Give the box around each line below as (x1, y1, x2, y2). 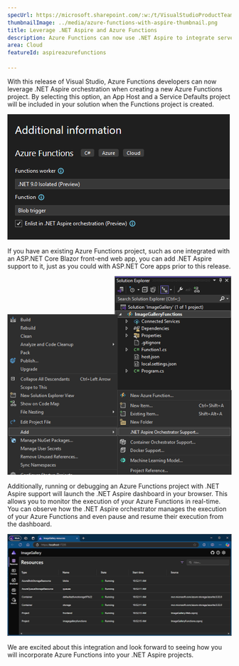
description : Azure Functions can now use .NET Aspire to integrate (7, 34, 215, 41)
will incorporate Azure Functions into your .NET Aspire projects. (7, 650, 194, 660)
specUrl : (7, 11, 33, 19)
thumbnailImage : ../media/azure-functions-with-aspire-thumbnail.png (7, 19, 218, 26)
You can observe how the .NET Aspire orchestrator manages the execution (7, 505, 227, 513)
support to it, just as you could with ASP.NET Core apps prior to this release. (7, 261, 231, 271)
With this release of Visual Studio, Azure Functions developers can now (7, 77, 217, 86)
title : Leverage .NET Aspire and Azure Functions (7, 26, 158, 34)
